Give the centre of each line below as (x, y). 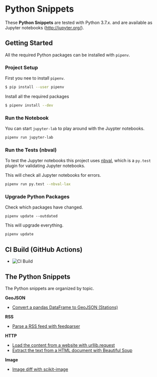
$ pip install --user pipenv (35, 87)
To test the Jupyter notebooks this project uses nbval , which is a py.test (78, 161)
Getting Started (29, 43)
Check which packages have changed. (44, 207)
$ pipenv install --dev (29, 105)
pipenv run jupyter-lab (29, 138)
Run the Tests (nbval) (31, 150)
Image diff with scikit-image (40, 369)
